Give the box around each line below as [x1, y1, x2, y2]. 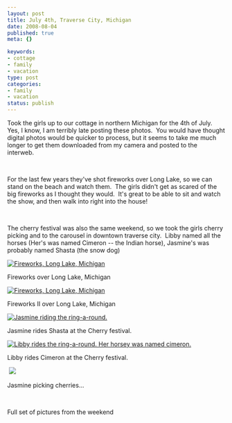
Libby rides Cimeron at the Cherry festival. [7, 354, 128, 361]
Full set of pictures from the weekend [7, 408, 114, 416]
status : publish [7, 100, 54, 107]
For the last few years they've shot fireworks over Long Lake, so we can [7, 175, 213, 183]
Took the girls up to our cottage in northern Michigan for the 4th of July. [7, 119, 213, 127]
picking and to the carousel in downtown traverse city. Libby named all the [7, 231, 222, 240]
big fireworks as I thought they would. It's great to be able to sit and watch [7, 190, 221, 198]
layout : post [7, 10, 45, 17]
